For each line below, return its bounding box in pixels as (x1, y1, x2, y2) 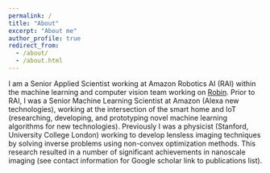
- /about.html (15, 57, 63, 65)
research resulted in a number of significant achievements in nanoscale (8, 146, 246, 157)
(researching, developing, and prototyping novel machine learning (8, 113, 228, 122)
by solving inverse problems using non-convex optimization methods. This (8, 138, 256, 148)
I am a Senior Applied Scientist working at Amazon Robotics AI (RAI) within (8, 78, 256, 89)
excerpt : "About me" (8, 27, 78, 35)
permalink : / (8, 11, 52, 20)
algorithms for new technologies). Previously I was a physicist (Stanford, (8, 122, 249, 131)
